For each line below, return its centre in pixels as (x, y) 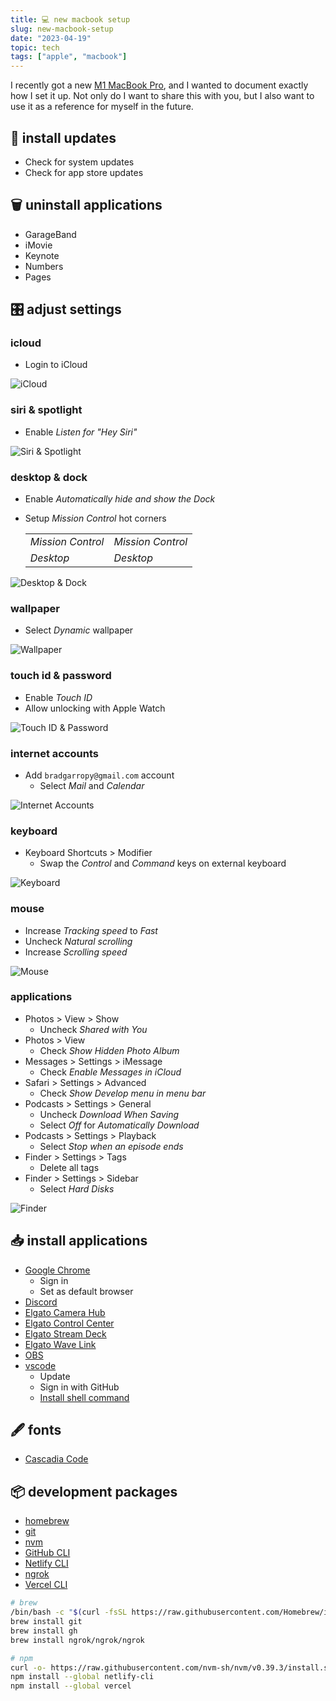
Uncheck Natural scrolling (78, 941)
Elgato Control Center (69, 1323)
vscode (40, 1365)
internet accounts (54, 753)
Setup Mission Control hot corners (95, 518)
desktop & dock (49, 477)
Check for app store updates (84, 172)
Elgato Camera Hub (65, 1312)
